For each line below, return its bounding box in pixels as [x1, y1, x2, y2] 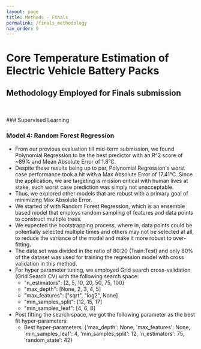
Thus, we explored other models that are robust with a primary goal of [14, 189, 188, 197]
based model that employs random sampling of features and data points [14, 209, 194, 216]
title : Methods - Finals [6, 14, 68, 20]
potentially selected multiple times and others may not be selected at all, [14, 228, 194, 235]
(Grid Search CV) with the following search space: [14, 272, 139, 279]
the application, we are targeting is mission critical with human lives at [14, 177, 188, 184]
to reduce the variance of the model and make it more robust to [14, 234, 172, 242]
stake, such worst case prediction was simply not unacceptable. [14, 183, 174, 191]
